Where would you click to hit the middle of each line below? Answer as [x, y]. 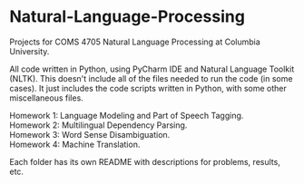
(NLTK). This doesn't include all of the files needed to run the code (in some [151, 78]
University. [29, 51]
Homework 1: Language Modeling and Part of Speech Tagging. [127, 115]
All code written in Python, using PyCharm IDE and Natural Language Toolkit [152, 69]
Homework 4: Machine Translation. [75, 144]
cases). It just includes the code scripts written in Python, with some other [148, 88]
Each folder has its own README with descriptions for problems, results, [145, 161]
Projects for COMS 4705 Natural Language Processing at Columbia [135, 42]
